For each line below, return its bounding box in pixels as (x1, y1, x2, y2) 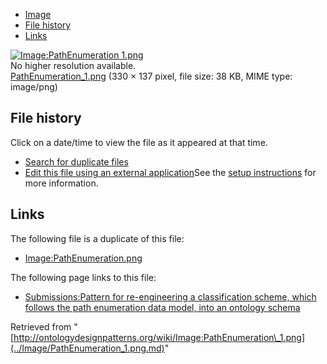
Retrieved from (10, 320, 72, 333)
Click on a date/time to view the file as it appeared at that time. (10, 136, 268, 148)
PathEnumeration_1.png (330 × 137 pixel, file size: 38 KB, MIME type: (10, 70, 293, 82)
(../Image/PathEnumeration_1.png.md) (10, 342, 165, 354)
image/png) (10, 81, 58, 93)
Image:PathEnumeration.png (24, 252, 143, 264)
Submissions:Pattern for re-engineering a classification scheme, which (24, 290, 317, 303)
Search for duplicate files (24, 155, 129, 168)
